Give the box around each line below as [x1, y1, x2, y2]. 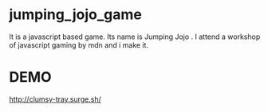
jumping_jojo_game [9, 6, 142, 24]
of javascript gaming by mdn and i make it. [9, 40, 149, 49]
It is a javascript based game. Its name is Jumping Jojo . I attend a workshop [9, 32, 261, 41]
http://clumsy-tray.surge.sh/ [9, 94, 102, 104]
